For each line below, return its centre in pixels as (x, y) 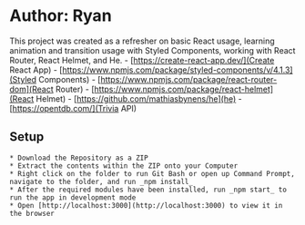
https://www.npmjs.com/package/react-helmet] (184, 89)
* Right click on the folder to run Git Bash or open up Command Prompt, (152, 173)
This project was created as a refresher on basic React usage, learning (142, 41)
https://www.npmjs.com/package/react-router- (188, 79)
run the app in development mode (73, 197)
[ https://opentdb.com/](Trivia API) (73, 108)
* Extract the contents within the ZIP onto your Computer (124, 166)
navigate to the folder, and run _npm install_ (102, 181)
